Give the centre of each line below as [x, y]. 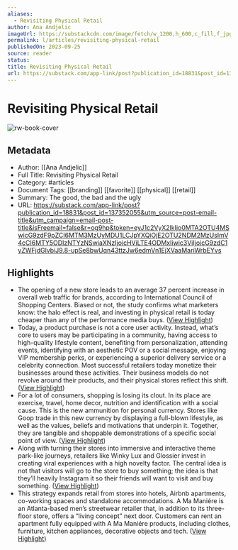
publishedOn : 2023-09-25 [44, 47]
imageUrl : [22, 34]
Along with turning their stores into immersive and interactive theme [117, 449]
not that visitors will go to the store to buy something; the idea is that [118, 471]
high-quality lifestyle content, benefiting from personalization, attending [123, 343]
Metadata [29, 150]
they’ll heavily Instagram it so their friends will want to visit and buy [115, 478]
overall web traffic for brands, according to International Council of [115, 297]
